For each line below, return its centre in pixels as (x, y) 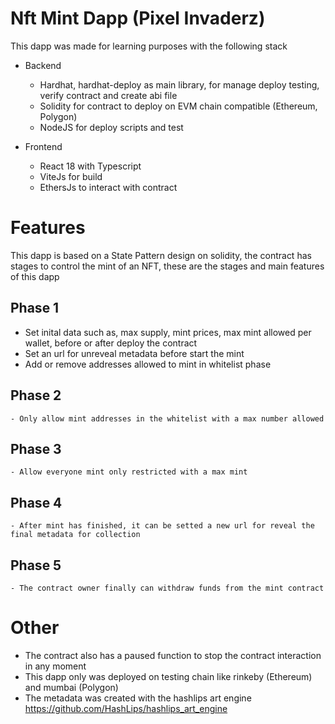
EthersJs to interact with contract (108, 187)
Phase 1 (35, 308)
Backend (43, 65)
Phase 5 (36, 565)
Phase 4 (36, 502)
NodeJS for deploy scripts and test (111, 127)
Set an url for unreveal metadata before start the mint (134, 353)
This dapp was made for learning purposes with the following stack (149, 46)
